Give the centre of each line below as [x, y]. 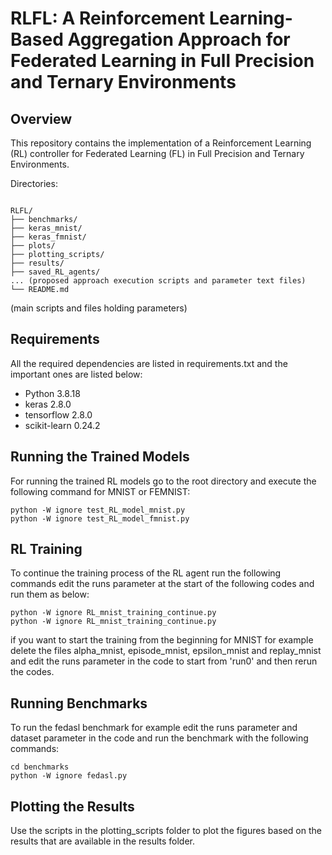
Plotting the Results [72, 806]
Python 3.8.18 [52, 393]
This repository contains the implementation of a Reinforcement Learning [161, 143]
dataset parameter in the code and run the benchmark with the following [159, 738]
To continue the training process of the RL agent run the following [146, 573]
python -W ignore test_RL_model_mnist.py [98, 510]
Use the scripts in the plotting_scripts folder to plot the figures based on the [166, 831]
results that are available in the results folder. [103, 841]
